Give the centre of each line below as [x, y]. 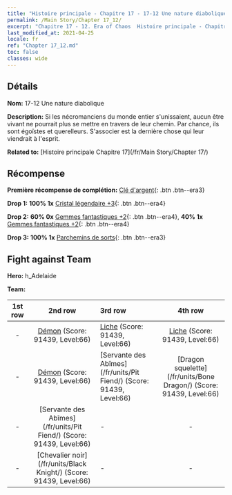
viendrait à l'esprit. [34, 138]
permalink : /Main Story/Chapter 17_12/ [65, 20]
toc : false [23, 52]
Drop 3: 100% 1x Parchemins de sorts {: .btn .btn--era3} [87, 237]
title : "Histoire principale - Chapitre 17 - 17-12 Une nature [100, 13]
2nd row [62, 311]
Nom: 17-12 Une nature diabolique [56, 103]
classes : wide [28, 59]
